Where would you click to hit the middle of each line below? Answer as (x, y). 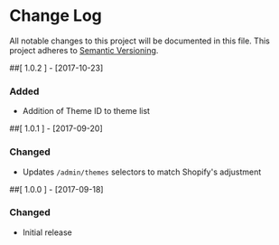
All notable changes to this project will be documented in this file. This (140, 41)
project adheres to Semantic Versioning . (84, 50)
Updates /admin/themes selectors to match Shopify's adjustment (142, 172)
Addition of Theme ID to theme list (86, 111)
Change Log (56, 16)
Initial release (47, 232)
